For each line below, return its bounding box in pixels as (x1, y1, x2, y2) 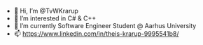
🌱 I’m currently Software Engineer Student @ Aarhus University (13, 22, 197, 30)
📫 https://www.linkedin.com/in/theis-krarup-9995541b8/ (13, 30, 179, 38)
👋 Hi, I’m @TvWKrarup (13, 7, 79, 15)
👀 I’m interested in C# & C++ (13, 14, 97, 22)
